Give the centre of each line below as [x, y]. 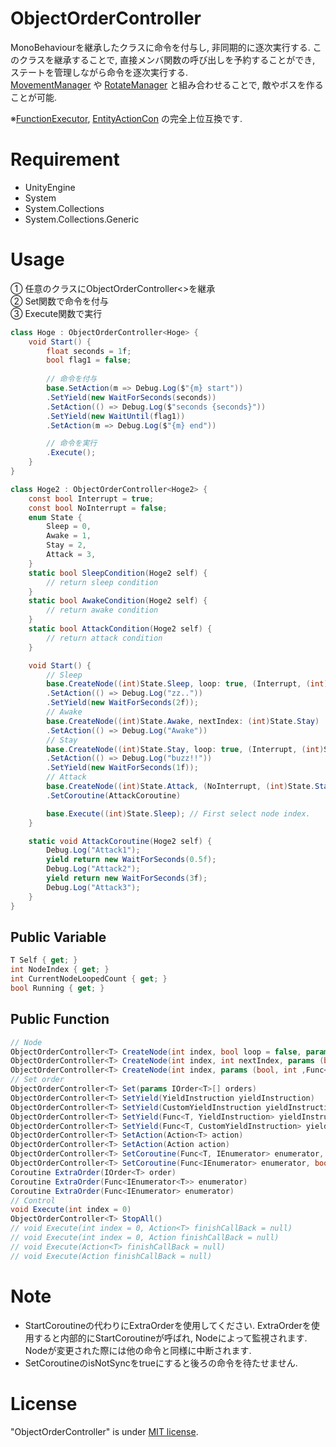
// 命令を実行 [72, 443]
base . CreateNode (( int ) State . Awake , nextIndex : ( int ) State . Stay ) [183, 721]
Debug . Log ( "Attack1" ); [93, 850]
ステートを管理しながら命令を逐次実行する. [99, 72]
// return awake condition [102, 610]
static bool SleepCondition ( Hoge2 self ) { [118, 573]
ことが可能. [34, 97]
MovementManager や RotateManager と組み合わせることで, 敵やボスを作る [167, 84]
